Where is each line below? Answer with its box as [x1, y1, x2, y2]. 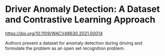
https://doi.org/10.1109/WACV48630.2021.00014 [5, 30, 103, 36]
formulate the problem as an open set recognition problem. [5, 45, 125, 51]
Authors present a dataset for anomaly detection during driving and [5, 40, 142, 46]
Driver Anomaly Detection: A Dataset [5, 3, 160, 15]
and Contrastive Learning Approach [5, 14, 156, 25]
